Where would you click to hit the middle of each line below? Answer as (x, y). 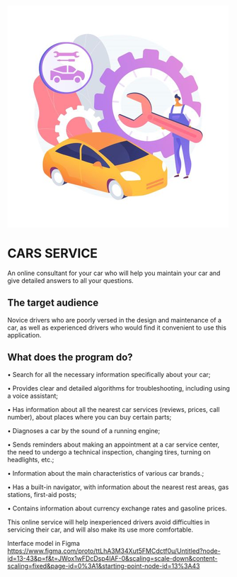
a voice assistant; (33, 396)
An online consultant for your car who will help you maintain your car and (114, 273)
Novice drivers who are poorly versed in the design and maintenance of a (114, 320)
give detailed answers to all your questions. (71, 280)
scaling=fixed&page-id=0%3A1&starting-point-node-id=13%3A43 (104, 566)
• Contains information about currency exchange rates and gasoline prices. (117, 508)
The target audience (53, 303)
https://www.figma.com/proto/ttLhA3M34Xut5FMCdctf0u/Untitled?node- (114, 551)
